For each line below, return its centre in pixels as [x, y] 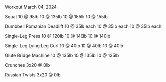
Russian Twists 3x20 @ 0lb [33, 75]
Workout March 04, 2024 [31, 7]
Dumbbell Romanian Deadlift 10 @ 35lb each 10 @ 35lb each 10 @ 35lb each [83, 26]
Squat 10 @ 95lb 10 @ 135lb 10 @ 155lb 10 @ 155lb [56, 17]
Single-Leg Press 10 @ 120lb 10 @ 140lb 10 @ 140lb [58, 36]
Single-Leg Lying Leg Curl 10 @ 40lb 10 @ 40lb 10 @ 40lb [64, 46]
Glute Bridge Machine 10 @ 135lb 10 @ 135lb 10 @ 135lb [62, 55]
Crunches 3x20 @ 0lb [28, 65]
